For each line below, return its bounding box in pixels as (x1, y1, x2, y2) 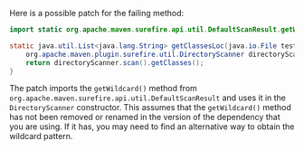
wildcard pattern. (9, 131, 73, 142)
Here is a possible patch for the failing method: (9, 8, 185, 18)
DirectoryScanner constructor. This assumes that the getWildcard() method (9, 102, 292, 113)
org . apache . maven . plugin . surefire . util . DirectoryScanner (25, 50, 245, 59)
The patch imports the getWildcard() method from (9, 83, 197, 94)
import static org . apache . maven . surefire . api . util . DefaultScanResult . (9, 25, 281, 34)
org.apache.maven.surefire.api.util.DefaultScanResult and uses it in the (9, 92, 287, 103)
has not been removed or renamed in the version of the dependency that (9, 112, 280, 123)
